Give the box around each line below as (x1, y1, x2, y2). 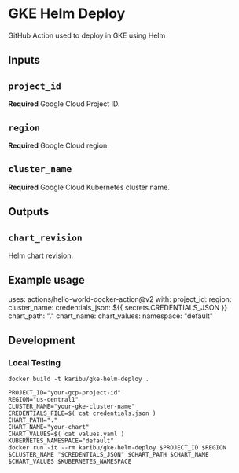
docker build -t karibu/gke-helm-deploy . (8, 375, 149, 383)
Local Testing (8, 357, 61, 368)
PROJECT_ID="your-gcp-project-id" (8, 389, 122, 397)
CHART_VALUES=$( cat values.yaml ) (8, 430, 125, 438)
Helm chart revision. (8, 251, 73, 260)
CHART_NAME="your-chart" (8, 423, 90, 431)
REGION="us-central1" (8, 396, 79, 404)
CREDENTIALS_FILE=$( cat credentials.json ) (8, 409, 156, 417)
